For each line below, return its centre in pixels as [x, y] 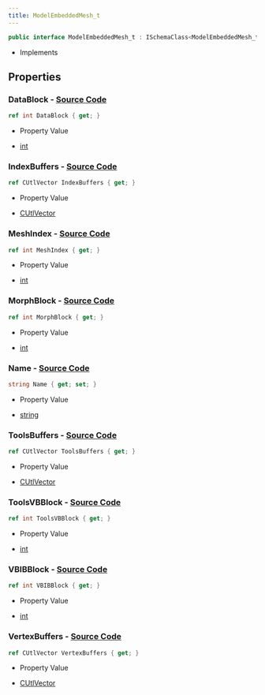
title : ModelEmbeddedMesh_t [54, 15]
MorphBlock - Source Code [62, 301]
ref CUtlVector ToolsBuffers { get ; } [72, 452]
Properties [35, 77]
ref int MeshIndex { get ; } [54, 250]
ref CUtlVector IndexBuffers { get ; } [72, 183]
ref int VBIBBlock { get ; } [54, 586]
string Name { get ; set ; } [52, 384]
